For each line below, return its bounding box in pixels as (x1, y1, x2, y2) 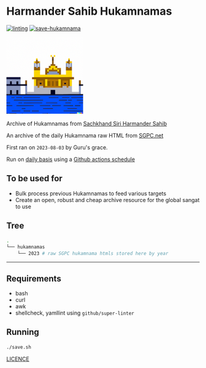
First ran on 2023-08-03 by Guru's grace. (6, 143, 109, 151)
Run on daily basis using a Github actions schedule (6, 155, 135, 163)
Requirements (6, 273, 61, 284)
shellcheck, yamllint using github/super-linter (15, 309, 135, 316)
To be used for (6, 173, 63, 184)
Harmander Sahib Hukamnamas (6, 4, 172, 18)
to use (15, 203, 32, 210)
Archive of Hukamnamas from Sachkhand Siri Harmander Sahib (6, 120, 167, 127)
